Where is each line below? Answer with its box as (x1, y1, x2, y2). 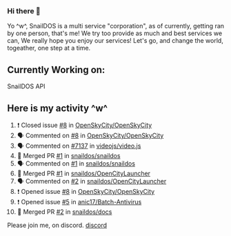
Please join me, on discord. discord (7, 221, 108, 229)
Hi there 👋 (7, 6, 41, 16)
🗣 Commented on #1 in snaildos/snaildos (17, 159, 136, 168)
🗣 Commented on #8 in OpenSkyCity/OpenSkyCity (17, 131, 164, 139)
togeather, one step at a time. (7, 44, 91, 52)
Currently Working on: (7, 63, 106, 75)
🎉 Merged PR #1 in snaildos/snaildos (17, 151, 121, 159)
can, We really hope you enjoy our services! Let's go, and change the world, (7, 37, 224, 45)
